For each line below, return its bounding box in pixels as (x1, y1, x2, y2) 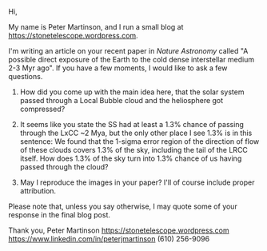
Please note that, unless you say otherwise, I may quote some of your (8, 201, 237, 211)
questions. (8, 72, 43, 81)
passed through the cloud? (19, 162, 109, 171)
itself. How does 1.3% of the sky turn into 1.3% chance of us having (19, 153, 242, 163)
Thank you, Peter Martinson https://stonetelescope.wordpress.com (8, 225, 229, 235)
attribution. (19, 186, 57, 195)
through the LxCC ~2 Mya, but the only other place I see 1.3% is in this (19, 128, 253, 137)
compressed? (19, 104, 66, 114)
